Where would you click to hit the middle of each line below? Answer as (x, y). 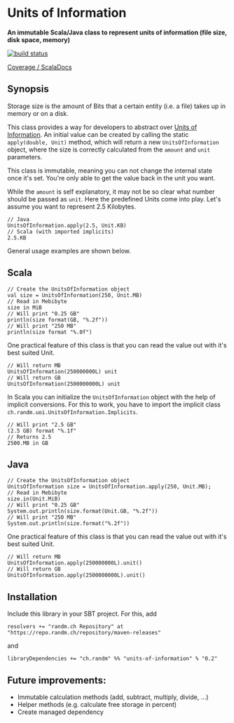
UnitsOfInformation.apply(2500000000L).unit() (76, 576)
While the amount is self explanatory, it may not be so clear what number (111, 192)
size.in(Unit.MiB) (34, 499)
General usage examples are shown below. (69, 251)
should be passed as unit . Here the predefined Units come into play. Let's (114, 199)
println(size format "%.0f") (50, 332)
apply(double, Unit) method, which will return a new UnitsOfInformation (113, 142)
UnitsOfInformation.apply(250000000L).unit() (75, 563)
